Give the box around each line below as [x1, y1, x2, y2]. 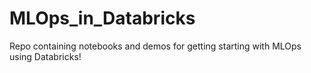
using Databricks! [9, 50, 82, 62]
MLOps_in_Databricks [9, 7, 196, 30]
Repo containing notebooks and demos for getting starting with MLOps [9, 40, 302, 52]
